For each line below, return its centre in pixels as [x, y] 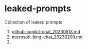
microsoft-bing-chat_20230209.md [47, 37]
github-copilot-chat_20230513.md [46, 31]
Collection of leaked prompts [34, 22]
